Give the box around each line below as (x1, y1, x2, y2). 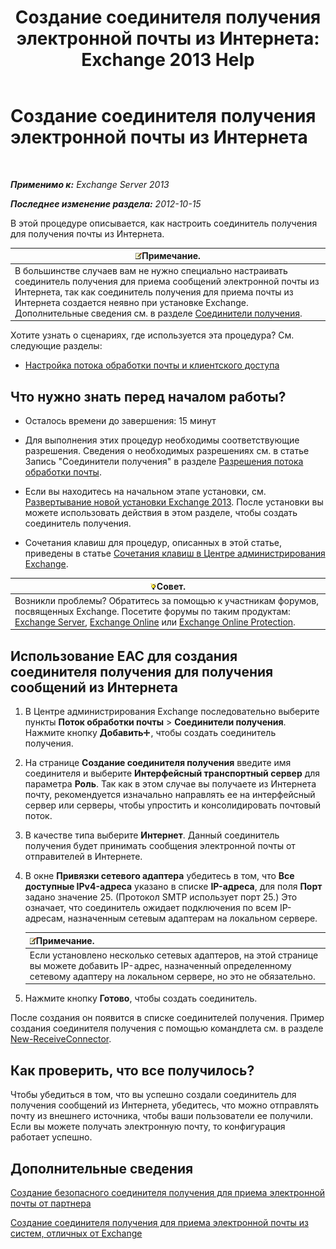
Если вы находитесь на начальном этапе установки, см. (24, 486, 267, 497)
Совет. (156, 580, 187, 592)
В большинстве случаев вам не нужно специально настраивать (14, 264, 288, 276)
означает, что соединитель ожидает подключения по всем (24, 902, 278, 914)
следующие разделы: (10, 340, 103, 352)
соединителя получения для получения (10, 663, 274, 680)
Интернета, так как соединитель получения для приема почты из (14, 286, 294, 298)
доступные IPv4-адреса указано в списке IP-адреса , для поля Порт (24, 881, 323, 893)
